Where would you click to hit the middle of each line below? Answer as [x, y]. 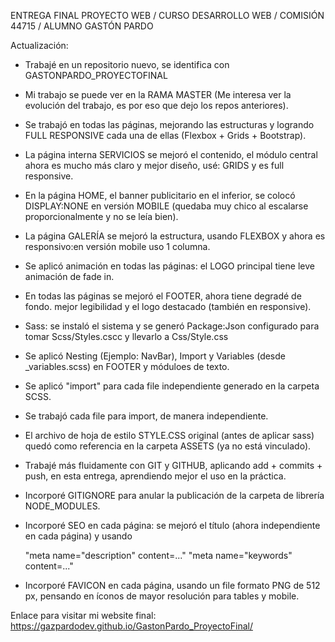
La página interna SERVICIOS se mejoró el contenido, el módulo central [171, 154]
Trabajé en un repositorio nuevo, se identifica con [127, 64]
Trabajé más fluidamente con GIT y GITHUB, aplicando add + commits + [173, 465]
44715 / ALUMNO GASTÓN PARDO [82, 26]
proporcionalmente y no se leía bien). [101, 216]
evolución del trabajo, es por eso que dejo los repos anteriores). [156, 105]
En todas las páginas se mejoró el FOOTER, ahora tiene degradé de [163, 296]
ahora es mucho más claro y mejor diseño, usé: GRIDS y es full [154, 165]
